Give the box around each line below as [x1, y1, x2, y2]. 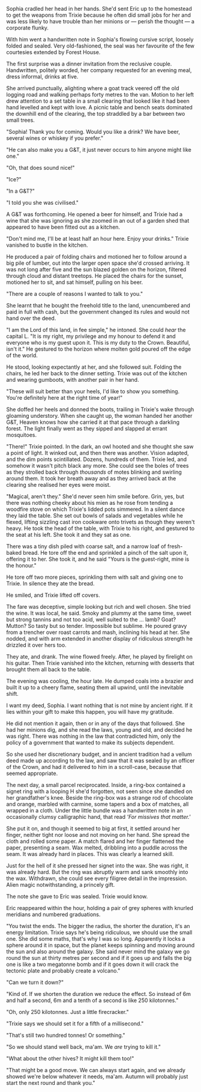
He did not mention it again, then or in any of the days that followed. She [6, 720, 185, 727]
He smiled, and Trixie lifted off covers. [6, 591, 100, 599]
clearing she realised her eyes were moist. [6, 481, 111, 488]
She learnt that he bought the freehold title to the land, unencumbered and [6, 302, 191, 309]
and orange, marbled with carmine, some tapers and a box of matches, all [6, 801, 189, 807]
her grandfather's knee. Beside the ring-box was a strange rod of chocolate [6, 794, 194, 801]
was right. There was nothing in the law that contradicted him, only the [6, 732, 181, 740]
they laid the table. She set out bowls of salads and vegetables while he [6, 512, 183, 519]
